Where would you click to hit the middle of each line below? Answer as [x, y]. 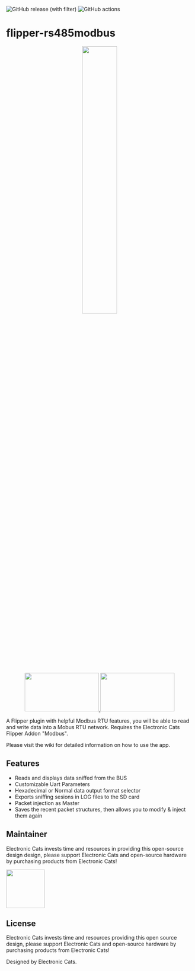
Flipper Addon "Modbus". [37, 733]
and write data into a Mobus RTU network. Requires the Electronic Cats [93, 727]
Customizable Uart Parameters [52, 784]
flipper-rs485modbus [61, 33]
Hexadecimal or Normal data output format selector [78, 790]
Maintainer [27, 834]
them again [28, 816]
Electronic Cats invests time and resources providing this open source [92, 938]
